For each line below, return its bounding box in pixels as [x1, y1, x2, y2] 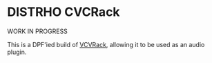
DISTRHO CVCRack [7, 4, 120, 20]
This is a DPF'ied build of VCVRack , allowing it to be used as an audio [7, 40, 205, 48]
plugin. [7, 48, 27, 56]
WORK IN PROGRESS [7, 27, 68, 35]
